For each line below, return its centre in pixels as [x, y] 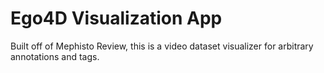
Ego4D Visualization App [116, 18]
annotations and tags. [55, 56]
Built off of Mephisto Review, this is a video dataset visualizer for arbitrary [162, 46]
